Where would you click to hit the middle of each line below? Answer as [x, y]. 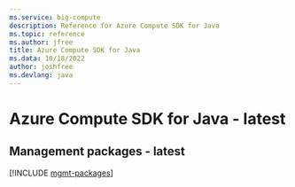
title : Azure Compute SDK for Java [75, 51]
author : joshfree [41, 67]
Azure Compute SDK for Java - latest [147, 118]
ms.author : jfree [41, 42]
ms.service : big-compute [55, 17]
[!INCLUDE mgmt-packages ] [61, 173]
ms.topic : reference [47, 34]
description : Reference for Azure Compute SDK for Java [114, 26]
